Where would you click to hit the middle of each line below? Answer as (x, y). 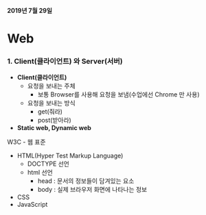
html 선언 (40, 173)
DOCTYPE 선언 (48, 164)
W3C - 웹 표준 (26, 142)
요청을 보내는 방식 (51, 103)
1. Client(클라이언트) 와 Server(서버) (65, 61)
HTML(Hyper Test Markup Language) (70, 156)
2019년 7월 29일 (30, 10)
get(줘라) (50, 112)
